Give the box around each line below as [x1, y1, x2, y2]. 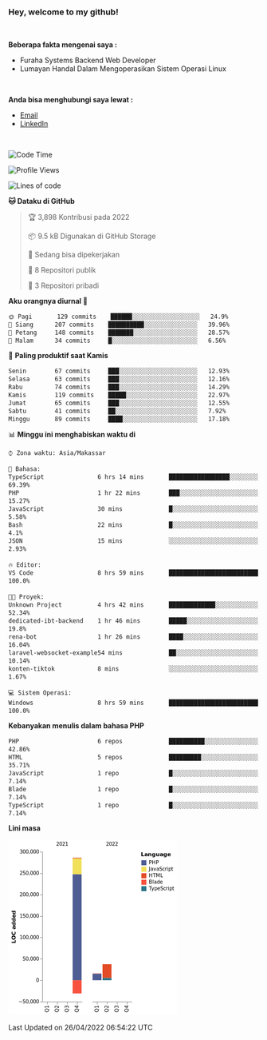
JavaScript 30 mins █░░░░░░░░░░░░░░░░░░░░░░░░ [8, 505, 259, 513]
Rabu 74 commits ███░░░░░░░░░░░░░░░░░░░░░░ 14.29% [8, 383, 230, 392]
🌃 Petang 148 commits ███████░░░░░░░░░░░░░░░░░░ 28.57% [8, 329, 230, 337]
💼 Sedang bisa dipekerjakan [27, 250, 120, 260]
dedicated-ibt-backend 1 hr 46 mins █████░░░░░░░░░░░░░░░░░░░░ [8, 617, 259, 625]
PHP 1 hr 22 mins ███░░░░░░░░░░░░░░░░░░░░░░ [8, 489, 259, 497]
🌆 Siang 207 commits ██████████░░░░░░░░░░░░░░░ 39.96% [8, 321, 230, 329]
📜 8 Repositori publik [27, 265, 96, 275]
